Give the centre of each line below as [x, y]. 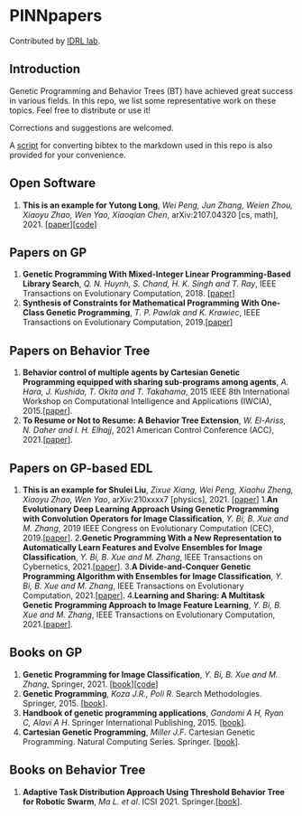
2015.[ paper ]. [47, 411]
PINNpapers [56, 16]
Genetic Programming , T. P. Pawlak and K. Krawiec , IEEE [154, 313]
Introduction [45, 69]
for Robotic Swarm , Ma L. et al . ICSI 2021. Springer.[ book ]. [132, 802]
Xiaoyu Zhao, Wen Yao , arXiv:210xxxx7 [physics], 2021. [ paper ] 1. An [150, 499]
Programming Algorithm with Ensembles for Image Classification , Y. [153, 576]
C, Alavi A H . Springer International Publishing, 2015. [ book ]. [134, 722]
